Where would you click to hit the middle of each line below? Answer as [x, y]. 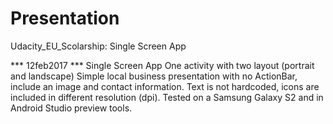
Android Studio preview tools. [71, 108]
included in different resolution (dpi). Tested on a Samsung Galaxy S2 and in [167, 97]
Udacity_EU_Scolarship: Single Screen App [98, 46]
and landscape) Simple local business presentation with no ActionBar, [154, 76]
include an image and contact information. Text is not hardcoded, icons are [165, 86]
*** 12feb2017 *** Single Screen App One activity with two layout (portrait [162, 65]
